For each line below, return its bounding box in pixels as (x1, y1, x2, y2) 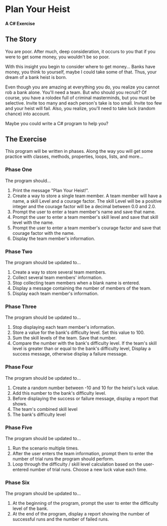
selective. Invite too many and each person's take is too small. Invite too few (5, 100, 162, 106)
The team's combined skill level (12, 406, 77, 412)
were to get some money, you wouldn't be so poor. (5, 54, 110, 60)
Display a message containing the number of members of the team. (12, 285, 151, 291)
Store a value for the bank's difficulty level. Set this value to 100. (12, 329, 145, 335)
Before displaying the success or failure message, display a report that (12, 395, 158, 401)
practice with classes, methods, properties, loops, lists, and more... (5, 153, 143, 159)
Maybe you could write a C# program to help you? (5, 120, 108, 126)
